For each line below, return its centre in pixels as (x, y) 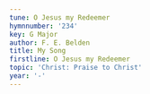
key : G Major (34, 34)
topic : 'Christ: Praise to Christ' (76, 68)
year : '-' (28, 76)
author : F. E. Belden (50, 43)
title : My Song (38, 51)
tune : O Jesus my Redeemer (60, 17)
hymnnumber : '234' (44, 26)
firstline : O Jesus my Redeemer (70, 59)
